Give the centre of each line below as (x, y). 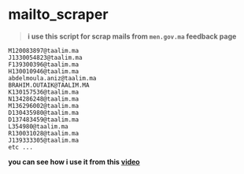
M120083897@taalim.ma (44, 50)
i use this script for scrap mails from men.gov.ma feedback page (132, 36)
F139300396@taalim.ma (44, 65)
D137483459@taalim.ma (44, 120)
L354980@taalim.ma (38, 126)
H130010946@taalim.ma (44, 71)
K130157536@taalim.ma (44, 92)
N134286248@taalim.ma (44, 99)
